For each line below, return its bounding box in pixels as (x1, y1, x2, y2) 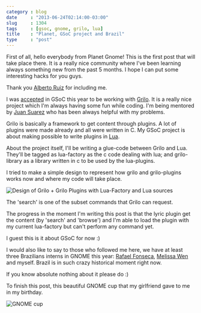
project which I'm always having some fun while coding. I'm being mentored (6, 102, 195, 109)
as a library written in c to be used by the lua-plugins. (23, 157, 155, 164)
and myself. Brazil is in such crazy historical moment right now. (6, 259, 162, 266)
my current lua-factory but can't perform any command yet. (6, 223, 154, 230)
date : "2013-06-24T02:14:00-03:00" (6, 14, 109, 20)
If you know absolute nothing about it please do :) (6, 271, 129, 278)
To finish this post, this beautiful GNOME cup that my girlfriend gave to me (6, 282, 190, 289)
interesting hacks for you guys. (6, 73, 83, 79)
